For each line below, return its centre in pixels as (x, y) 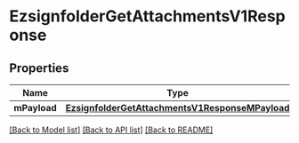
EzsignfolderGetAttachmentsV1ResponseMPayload (178, 108)
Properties (39, 68)
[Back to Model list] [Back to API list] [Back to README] (111, 130)
